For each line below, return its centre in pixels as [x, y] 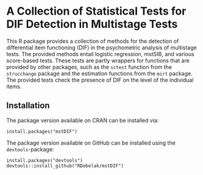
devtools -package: [30, 149]
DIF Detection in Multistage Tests [92, 24]
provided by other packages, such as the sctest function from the [89, 67]
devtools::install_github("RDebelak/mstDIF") [65, 166]
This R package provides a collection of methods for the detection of [93, 41]
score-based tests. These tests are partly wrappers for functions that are [98, 60]
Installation [28, 106]
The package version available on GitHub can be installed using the [91, 143]
